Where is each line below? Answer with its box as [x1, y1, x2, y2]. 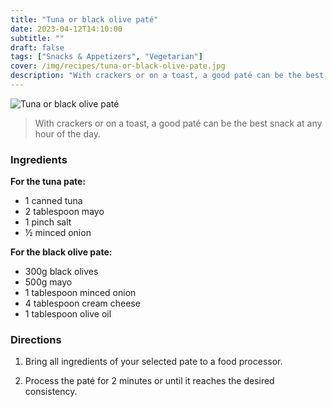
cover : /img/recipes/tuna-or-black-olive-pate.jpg [10, 61, 226, 71]
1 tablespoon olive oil [24, 308, 112, 320]
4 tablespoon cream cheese [24, 297, 141, 310]
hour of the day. [34, 127, 101, 140]
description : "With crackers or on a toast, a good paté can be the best [10, 71, 325, 81]
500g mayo [24, 276, 73, 288]
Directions [10, 333, 62, 347]
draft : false [10, 42, 65, 53]
